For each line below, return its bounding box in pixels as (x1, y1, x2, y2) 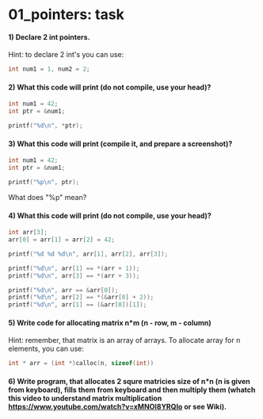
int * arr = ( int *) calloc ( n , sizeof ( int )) (8, 359, 154, 367)
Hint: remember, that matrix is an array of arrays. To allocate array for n (8, 336, 241, 345)
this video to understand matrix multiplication (8, 393, 162, 402)
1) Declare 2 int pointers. (8, 32, 90, 41)
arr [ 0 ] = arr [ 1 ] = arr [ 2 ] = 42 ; (8, 236, 116, 244)
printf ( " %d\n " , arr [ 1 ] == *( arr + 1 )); (8, 264, 140, 272)
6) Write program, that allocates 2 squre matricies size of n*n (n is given (8, 376, 251, 386)
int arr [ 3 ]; (8, 229, 48, 236)
